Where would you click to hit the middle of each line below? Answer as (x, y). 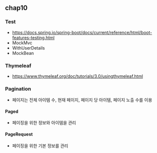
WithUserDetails (29, 48)
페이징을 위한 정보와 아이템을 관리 (44, 123)
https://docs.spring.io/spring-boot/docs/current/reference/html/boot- (82, 32)
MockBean (23, 53)
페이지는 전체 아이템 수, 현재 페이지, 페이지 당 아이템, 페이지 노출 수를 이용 (82, 100)
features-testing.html (33, 37)
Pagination (18, 88)
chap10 (16, 8)
